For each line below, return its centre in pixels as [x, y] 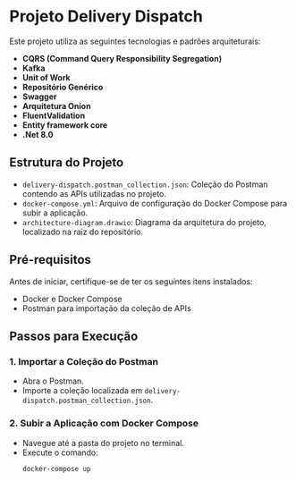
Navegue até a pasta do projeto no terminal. [103, 443]
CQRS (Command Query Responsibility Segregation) [122, 58]
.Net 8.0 [38, 134]
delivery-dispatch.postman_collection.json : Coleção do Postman [145, 184]
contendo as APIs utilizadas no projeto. [94, 193]
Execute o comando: [60, 452]
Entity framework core [65, 125]
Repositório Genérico [63, 87]
